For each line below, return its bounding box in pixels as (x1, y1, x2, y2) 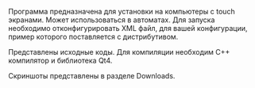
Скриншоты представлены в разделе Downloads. (8, 71, 176, 80)
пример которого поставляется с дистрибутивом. (8, 32, 179, 41)
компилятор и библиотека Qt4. (8, 55, 113, 65)
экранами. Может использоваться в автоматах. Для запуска (8, 15, 215, 25)
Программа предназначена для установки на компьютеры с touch (8, 7, 236, 16)
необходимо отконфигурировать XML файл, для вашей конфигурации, (8, 24, 248, 33)
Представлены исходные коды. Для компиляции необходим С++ (8, 48, 230, 56)
